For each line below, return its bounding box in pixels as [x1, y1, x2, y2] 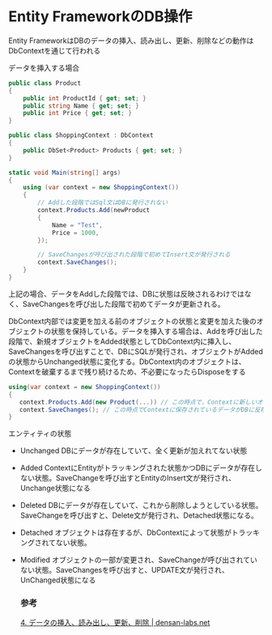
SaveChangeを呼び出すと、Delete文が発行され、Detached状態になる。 [19, 510, 259, 520]
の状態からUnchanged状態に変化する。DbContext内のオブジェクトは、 [8, 357, 246, 366]
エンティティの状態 [8, 429, 72, 438]
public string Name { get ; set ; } [23, 102, 139, 110]
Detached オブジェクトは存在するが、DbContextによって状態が [19, 527, 232, 538]
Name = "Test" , [51, 221, 104, 229]
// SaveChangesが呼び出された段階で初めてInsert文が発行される [37, 251, 231, 259]
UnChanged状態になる [19, 575, 96, 585]
